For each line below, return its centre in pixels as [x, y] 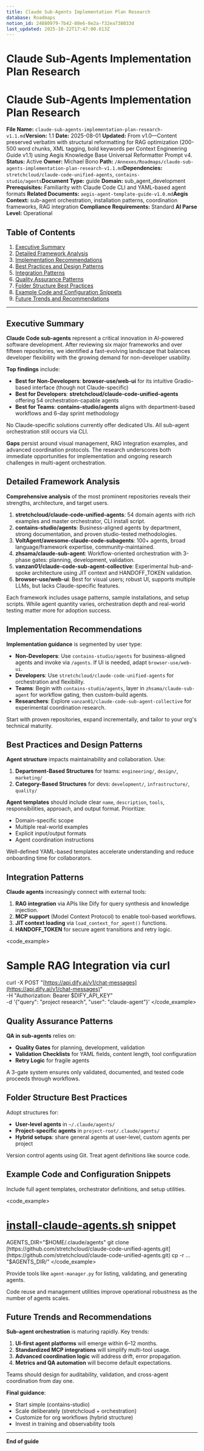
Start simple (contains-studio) [52, 1405]
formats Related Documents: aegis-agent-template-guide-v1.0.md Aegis [97, 194]
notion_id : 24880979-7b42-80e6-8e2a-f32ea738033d [70, 23]
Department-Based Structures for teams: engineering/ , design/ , [97, 771]
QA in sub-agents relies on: [41, 1036]
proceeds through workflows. [43, 1079]
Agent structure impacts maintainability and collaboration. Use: [86, 760]
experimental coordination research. [60, 707]
